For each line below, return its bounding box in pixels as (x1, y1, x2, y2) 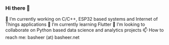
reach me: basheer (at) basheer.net (5, 34, 80, 40)
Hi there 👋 (5, 5, 31, 12)
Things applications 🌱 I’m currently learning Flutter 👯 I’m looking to (5, 21, 146, 27)
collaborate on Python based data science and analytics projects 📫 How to (5, 27, 164, 33)
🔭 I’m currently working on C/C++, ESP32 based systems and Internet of (5, 16, 158, 22)
